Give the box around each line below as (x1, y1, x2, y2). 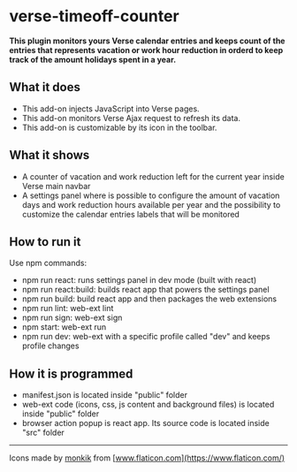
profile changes (21, 340, 80, 351)
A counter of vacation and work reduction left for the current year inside (21, 171, 285, 182)
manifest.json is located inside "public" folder (21, 390, 188, 400)
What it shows (9, 148, 90, 163)
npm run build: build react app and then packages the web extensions (21, 293, 277, 304)
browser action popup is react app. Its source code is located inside (21, 418, 270, 429)
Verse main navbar (21, 180, 91, 191)
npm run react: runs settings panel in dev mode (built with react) (21, 275, 257, 285)
